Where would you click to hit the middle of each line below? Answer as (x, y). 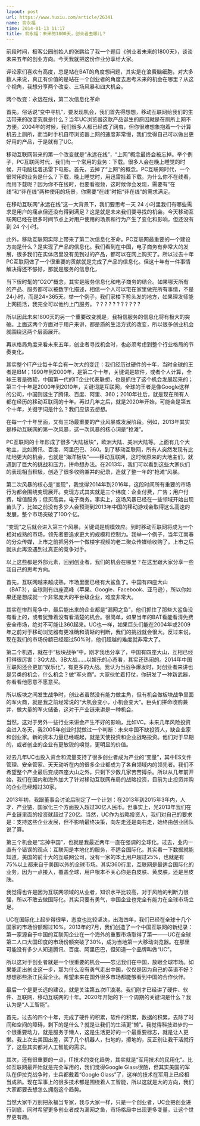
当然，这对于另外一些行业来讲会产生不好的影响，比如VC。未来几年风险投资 (99, 722)
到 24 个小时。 (24, 227)
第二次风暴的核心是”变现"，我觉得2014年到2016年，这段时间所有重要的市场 (99, 485)
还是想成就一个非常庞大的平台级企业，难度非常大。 (74, 597)
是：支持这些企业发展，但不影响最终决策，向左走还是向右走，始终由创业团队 (100, 822)
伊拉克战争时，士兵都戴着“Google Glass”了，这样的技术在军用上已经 (100, 1075)
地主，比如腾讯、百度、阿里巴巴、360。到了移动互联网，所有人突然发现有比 (100, 449)
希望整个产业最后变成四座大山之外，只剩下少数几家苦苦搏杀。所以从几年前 (97, 772)
